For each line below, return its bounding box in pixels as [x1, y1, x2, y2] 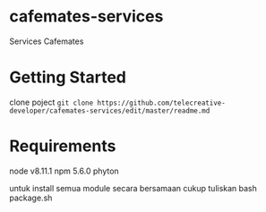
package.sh [9, 192, 53, 203]
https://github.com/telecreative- [97, 98, 226, 107]
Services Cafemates [9, 36, 84, 47]
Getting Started [9, 67, 127, 88]
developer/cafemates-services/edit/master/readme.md [9, 106, 210, 115]
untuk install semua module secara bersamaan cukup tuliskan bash [9, 182, 258, 193]
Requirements [9, 136, 116, 157]
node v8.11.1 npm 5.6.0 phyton [9, 165, 119, 176]
